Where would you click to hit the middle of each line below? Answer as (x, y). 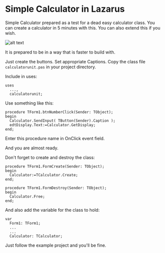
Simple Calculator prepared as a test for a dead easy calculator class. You (80, 23)
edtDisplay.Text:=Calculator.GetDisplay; (53, 125)
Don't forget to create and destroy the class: (50, 157)
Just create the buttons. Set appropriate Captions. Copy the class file (75, 61)
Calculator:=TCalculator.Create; (44, 175)
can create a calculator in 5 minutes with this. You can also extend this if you (83, 28)
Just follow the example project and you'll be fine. (56, 245)
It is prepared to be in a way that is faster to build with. (60, 52)
